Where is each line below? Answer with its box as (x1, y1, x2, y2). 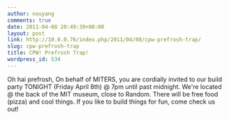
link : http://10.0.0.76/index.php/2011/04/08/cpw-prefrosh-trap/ (7, 36, 201, 43)
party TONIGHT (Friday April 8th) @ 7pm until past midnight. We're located (7, 82, 222, 91)
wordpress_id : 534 (7, 56, 61, 63)
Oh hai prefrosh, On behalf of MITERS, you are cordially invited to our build (7, 75, 222, 83)
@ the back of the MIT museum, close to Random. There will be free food (7, 90, 219, 98)
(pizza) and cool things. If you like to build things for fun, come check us (7, 97, 215, 106)
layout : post (7, 29, 45, 37)
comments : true (7, 17, 52, 24)
